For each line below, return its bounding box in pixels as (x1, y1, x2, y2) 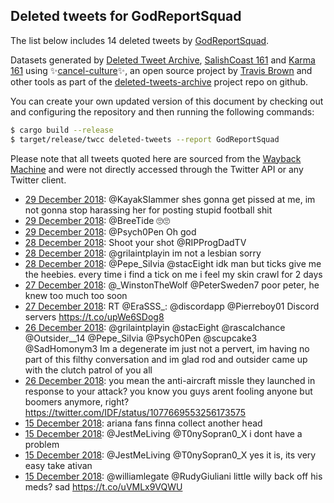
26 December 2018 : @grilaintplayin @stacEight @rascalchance (24, 321, 286, 333)
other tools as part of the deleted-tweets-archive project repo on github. (10, 75, 309, 88)
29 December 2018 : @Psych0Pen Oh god (24, 225, 197, 238)
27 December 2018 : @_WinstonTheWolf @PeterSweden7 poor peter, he (24, 279, 320, 291)
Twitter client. (10, 174, 67, 186)
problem (24, 438, 60, 450)
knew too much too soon (24, 289, 128, 301)
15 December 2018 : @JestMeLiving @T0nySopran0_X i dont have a (24, 427, 303, 439)
